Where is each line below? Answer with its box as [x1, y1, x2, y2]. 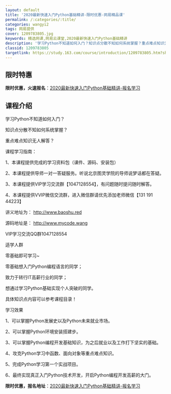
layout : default [5, 7, 40, 13]
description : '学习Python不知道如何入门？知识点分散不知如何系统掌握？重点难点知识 [5, 41, 164, 46]
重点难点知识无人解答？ [5, 137, 54, 144]
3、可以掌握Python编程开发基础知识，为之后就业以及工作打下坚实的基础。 [5, 339, 161, 345]
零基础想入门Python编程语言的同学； [5, 264, 83, 270]
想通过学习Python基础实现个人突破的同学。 [5, 285, 96, 291]
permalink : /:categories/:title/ [5, 17, 76, 22]
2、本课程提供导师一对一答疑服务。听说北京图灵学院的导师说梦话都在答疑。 [5, 170, 164, 176]
